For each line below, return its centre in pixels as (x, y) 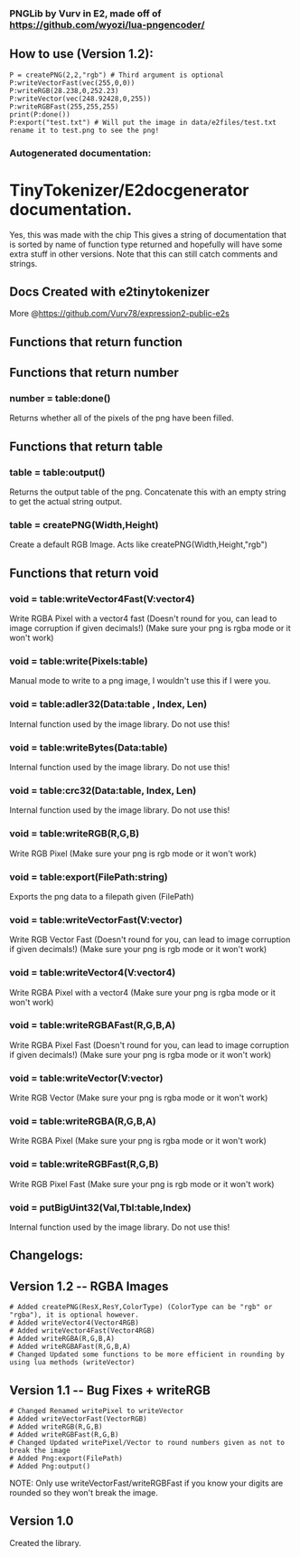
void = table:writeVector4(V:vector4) (93, 973)
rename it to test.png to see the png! (84, 130)
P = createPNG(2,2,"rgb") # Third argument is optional (117, 75)
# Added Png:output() (50, 1467)
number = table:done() (60, 399)
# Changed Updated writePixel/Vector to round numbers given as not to (147, 1443)
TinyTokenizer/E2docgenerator (129, 190)
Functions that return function (96, 342)
